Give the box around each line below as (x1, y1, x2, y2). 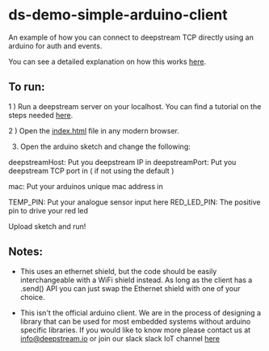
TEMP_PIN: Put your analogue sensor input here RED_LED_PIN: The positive (8, 197, 261, 207)
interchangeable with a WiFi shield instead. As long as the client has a (19, 275, 253, 285)
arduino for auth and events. (8, 40, 103, 50)
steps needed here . (8, 110, 74, 120)
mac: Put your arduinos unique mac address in (8, 181, 163, 191)
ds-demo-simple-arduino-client (8, 6, 228, 24)
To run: (8, 80, 45, 94)
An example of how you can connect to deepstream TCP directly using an (8, 32, 254, 42)
